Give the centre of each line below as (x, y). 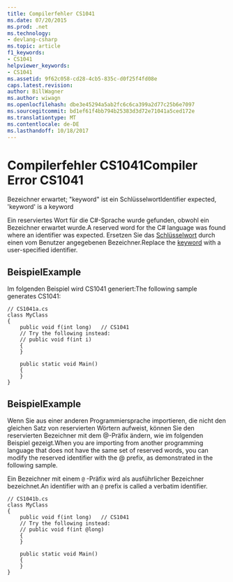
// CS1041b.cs (28, 499)
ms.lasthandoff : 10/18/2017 (48, 131)
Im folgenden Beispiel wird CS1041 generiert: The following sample (102, 289)
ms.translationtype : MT (42, 117)
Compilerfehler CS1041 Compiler (103, 165)
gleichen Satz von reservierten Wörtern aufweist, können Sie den (101, 428)
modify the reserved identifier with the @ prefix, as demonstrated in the (110, 458)
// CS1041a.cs (28, 309)
